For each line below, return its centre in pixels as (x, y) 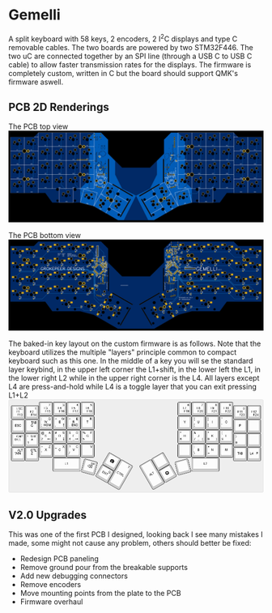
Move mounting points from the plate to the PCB (100, 594)
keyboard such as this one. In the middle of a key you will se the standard (131, 360)
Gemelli (34, 15)
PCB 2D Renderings (59, 107)
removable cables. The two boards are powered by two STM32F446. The (131, 47)
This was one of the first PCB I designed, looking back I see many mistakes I (136, 534)
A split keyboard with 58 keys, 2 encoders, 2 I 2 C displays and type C (123, 38)
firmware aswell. (36, 82)
